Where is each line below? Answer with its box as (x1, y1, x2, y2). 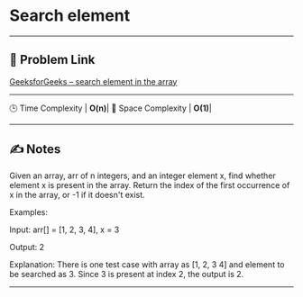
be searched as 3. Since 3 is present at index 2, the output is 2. (9, 268, 244, 279)
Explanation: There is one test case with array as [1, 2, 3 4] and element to (9, 258, 285, 270)
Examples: (9, 206, 48, 217)
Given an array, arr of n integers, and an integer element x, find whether (9, 170, 277, 181)
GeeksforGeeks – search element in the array (9, 76, 178, 86)
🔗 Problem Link (9, 52, 96, 67)
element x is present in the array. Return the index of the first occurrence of (9, 179, 290, 190)
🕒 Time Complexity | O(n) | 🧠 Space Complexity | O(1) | (9, 103, 212, 113)
